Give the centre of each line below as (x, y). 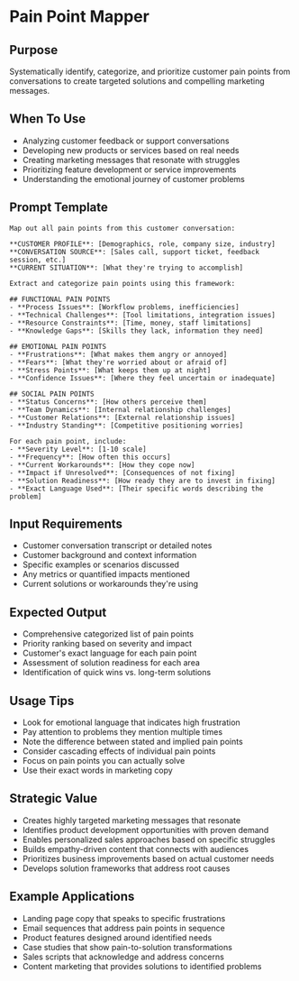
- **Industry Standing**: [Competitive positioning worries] (127, 426)
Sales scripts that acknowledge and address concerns (123, 957)
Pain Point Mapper (80, 17)
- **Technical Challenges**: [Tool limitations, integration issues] (143, 315)
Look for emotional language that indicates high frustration (131, 722)
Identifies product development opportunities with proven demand (145, 830)
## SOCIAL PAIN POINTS (52, 394)
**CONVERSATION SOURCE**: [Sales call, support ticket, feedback (134, 252)
